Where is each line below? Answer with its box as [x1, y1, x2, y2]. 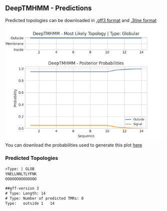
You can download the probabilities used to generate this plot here [5, 142, 142, 148]
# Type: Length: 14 [5, 191, 46, 196]
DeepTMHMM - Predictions [5, 4, 92, 13]
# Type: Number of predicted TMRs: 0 [5, 196, 84, 201]
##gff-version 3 [5, 186, 39, 191]
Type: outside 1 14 [5, 201, 55, 206]
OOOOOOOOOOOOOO [5, 176, 37, 182]
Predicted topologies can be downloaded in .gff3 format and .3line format [5, 17, 157, 23]
